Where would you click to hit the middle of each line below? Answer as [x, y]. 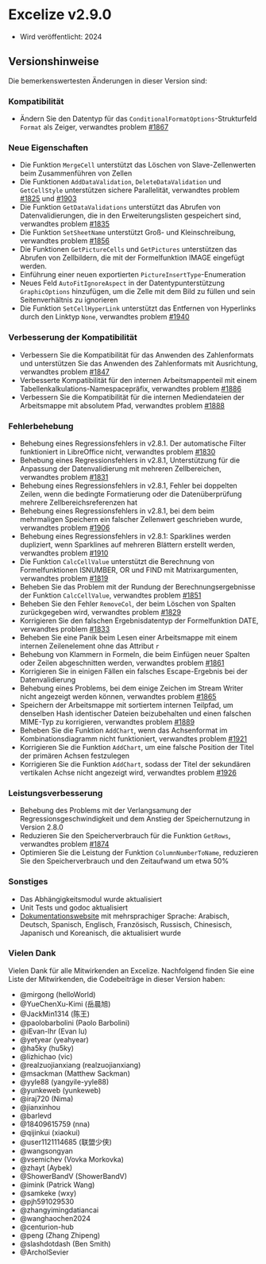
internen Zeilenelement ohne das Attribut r [89, 646]
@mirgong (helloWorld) [58, 994]
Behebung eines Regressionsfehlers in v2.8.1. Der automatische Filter [133, 443]
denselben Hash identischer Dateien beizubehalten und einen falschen [135, 713]
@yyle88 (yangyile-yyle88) [64, 1081]
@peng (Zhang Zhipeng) [60, 1235]
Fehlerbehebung [41, 426]
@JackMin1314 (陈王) [54, 1014]
